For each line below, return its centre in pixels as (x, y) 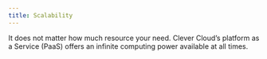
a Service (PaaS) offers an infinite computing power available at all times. (128, 46)
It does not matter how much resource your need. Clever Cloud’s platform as (134, 38)
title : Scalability (41, 15)
